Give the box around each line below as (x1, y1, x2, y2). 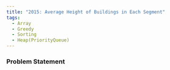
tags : (6, 15, 20, 21)
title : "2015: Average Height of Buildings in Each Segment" (6, 9, 166, 15)
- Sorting (12, 32, 37, 38)
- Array (12, 20, 32, 26)
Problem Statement (6, 57, 65, 66)
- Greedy (12, 26, 34, 32)
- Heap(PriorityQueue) (12, 37, 70, 43)
